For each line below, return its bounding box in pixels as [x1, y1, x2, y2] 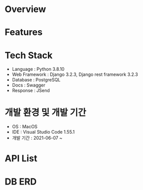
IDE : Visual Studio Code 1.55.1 [12, 129, 75, 135]
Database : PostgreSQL [12, 77, 61, 83]
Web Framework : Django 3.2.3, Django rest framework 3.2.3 [12, 71, 138, 77]
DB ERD [5, 176, 37, 187]
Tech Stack [5, 49, 53, 61]
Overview [5, 4, 46, 15]
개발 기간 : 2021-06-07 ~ [12, 135, 62, 141]
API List [5, 153, 37, 164]
